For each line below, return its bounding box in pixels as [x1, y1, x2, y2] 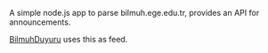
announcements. [9, 17, 71, 27]
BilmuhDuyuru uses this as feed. [9, 34, 128, 44]
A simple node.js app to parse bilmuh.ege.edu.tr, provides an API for [9, 8, 260, 18]
